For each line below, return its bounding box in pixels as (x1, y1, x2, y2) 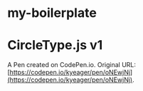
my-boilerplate (7, 5, 97, 21)
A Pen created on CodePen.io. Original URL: (7, 61, 137, 69)
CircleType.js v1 (7, 37, 103, 54)
